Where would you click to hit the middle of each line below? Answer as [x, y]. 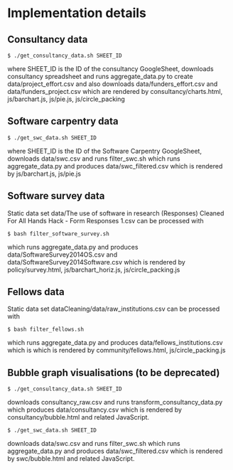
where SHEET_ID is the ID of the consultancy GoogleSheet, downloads [111, 69]
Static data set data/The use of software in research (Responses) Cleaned [116, 213]
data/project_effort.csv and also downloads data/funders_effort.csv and [113, 84]
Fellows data [36, 292]
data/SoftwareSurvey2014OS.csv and [63, 255]
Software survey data [56, 196]
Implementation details [77, 13]
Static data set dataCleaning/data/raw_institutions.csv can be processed [114, 309]
